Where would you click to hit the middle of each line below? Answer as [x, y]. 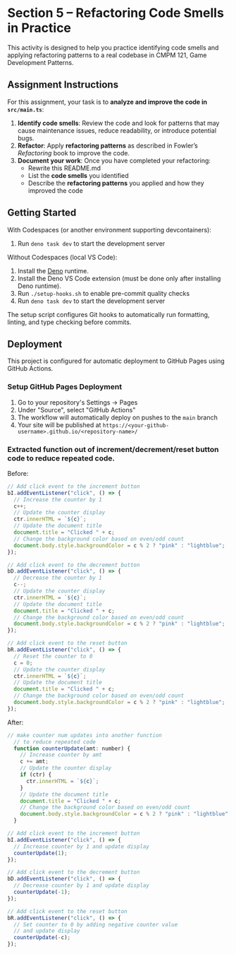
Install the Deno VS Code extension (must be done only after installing [119, 278]
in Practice [39, 28]
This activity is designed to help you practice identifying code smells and [113, 47]
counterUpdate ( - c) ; [42, 938]
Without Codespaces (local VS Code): [62, 257]
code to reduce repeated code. [61, 458]
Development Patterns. [41, 62]
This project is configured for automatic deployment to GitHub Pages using [116, 361]
